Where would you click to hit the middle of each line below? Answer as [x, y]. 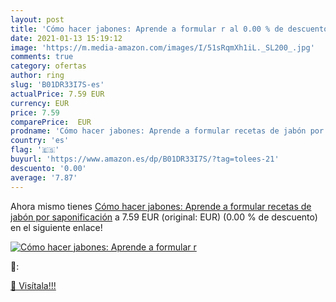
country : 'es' [40, 141]
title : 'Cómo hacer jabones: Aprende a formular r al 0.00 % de [147, 29]
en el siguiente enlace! [56, 227]
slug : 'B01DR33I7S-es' [57, 85]
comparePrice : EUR [51, 122]
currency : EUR [40, 103]
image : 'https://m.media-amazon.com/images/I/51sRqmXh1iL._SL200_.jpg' [162, 47]
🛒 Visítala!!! [33, 285]
